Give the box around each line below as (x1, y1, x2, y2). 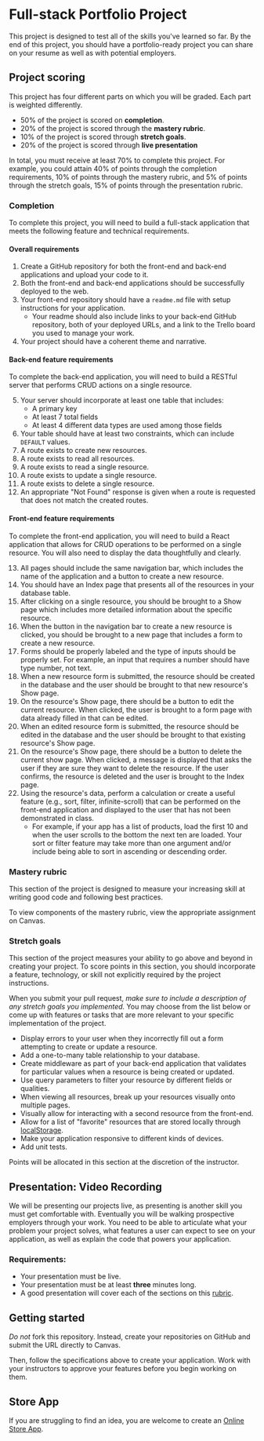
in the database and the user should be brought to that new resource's (20, 680, 249, 689)
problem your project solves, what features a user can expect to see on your (9, 1226, 256, 1235)
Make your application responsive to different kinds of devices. (20, 1134, 224, 1144)
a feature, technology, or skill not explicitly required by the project (9, 970, 222, 980)
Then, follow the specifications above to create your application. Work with (9, 1355, 251, 1365)
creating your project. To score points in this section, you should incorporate (9, 961, 256, 971)
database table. (20, 588, 71, 597)
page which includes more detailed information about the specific (20, 604, 233, 614)
